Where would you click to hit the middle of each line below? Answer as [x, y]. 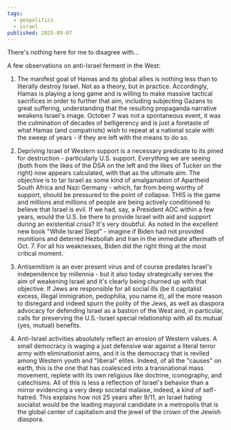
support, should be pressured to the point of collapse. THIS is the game [119, 195]
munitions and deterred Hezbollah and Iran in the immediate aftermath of [120, 239]
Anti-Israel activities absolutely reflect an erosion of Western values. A [117, 339]
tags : [15, 13]
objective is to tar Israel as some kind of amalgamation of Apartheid [113, 181]
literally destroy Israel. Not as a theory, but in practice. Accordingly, [113, 86]
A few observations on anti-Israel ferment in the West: [84, 65]
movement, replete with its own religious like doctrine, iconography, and [119, 376]
